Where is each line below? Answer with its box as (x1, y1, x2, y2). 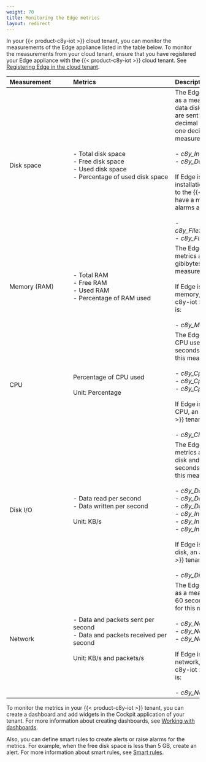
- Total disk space (73, 150, 126, 158)
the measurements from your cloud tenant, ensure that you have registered (6, 50, 196, 58)
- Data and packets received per (73, 631, 167, 639)
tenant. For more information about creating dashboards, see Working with (6, 717, 195, 725)
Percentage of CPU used (73, 373, 145, 381)
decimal (175, 119, 198, 128)
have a (175, 196, 194, 204)
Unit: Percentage (73, 388, 121, 397)
